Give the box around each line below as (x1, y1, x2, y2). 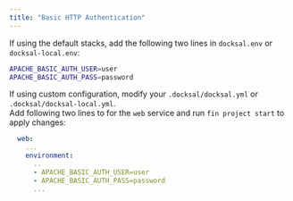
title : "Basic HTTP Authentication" (9, 13, 146, 22)
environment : (25, 151, 74, 161)
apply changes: (9, 117, 66, 128)
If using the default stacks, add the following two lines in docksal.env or (9, 38, 273, 48)
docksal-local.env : (9, 46, 80, 58)
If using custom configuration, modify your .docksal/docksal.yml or (9, 88, 259, 99)
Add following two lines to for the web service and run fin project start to (9, 108, 285, 119)
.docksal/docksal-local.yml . (9, 98, 116, 109)
